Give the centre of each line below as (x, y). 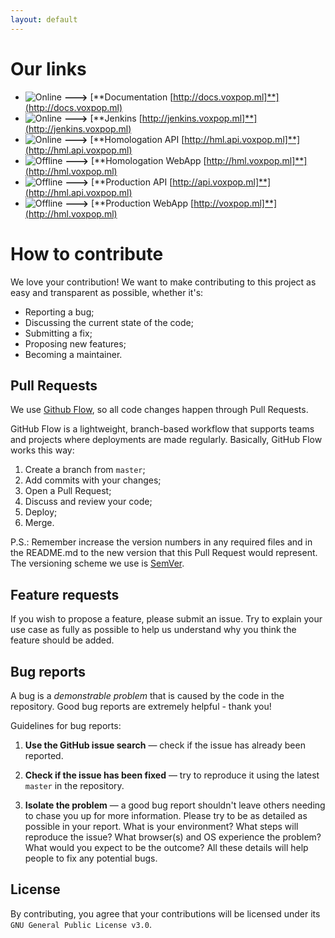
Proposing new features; (75, 343)
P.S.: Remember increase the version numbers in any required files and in (161, 542)
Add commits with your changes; (93, 480)
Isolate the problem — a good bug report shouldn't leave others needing (175, 805)
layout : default (44, 19)
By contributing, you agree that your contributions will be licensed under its (165, 913)
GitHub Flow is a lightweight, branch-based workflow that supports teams (162, 429)
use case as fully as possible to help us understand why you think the (153, 630)
